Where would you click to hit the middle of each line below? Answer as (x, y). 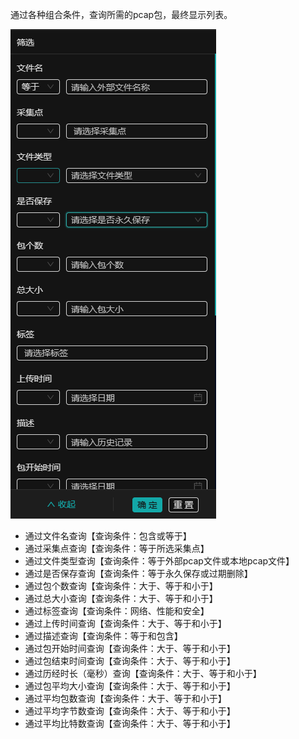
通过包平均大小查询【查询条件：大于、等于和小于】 (130, 686)
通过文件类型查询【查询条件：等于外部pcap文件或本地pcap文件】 (159, 561)
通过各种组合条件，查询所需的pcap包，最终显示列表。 (121, 14)
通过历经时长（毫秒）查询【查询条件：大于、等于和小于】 (143, 673)
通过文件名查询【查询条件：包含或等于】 (108, 536)
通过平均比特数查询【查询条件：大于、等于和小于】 (130, 723)
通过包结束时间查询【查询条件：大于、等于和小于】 (130, 661)
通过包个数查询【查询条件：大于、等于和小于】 (121, 586)
